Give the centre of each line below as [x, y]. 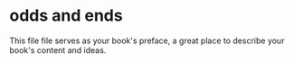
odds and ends [66, 16]
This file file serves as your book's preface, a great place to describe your [147, 40]
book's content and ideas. [58, 49]
